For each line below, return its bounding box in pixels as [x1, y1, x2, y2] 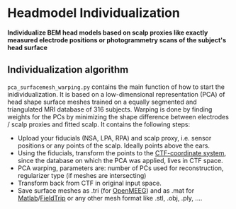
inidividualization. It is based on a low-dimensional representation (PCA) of [7, 90, 225, 98]
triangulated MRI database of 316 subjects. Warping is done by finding [7, 104, 213, 114]
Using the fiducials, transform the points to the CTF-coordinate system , [17, 148, 227, 157]
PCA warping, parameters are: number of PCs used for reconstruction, [17, 164, 224, 172]
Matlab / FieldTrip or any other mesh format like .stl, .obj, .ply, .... [17, 193, 203, 202]
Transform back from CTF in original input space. [17, 179, 162, 187]
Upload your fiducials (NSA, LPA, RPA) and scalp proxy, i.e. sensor [17, 133, 212, 142]
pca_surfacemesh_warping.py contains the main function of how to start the [7, 83, 225, 91]
